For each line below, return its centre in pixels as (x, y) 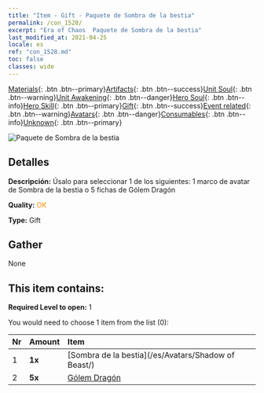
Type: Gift (24, 220)
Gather (26, 244)
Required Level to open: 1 (50, 307)
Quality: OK (27, 204)
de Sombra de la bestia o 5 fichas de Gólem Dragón (92, 189)
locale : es (26, 45)
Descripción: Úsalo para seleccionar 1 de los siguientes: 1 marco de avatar (129, 181)
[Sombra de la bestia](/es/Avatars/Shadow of (151, 355)
